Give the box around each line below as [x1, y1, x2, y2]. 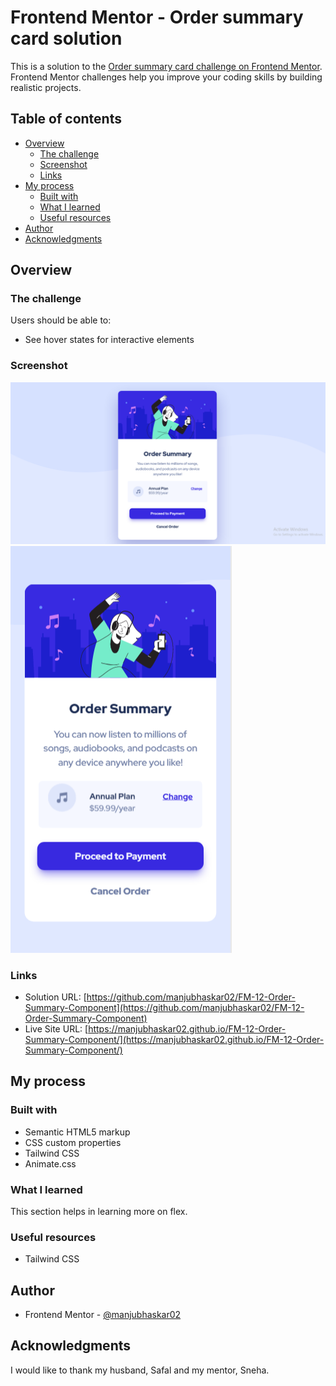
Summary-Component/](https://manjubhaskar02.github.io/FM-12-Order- [24, 1033, 325, 1045]
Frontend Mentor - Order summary [10, 6, 304, 29]
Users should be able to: [10, 314, 112, 326]
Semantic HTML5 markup [24, 1126, 131, 1138]
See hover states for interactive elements [24, 334, 195, 346]
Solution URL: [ [24, 991, 87, 1003]
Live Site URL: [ [24, 1022, 89, 1035]
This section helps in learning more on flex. [10, 1205, 188, 1217]
